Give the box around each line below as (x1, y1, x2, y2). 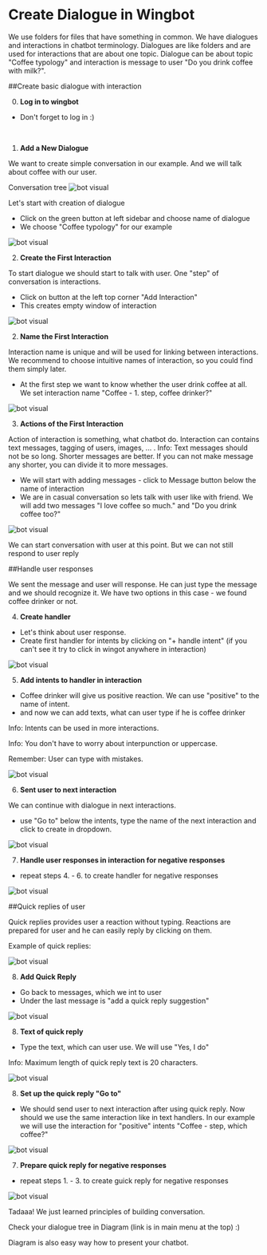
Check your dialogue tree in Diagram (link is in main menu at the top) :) (8, 1222, 241, 1232)
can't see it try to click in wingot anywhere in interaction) (19, 644, 207, 653)
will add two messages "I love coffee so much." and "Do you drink (19, 500, 238, 510)
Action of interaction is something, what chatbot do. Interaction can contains (8, 434, 260, 444)
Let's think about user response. (19, 627, 127, 637)
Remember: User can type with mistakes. (8, 754, 143, 764)
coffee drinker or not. (8, 596, 78, 606)
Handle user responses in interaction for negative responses (19, 855, 226, 865)
